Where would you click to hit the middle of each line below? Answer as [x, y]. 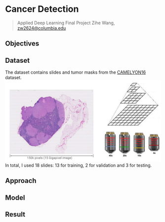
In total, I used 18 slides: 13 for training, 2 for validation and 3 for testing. [79, 165]
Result [15, 214]
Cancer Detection [42, 9]
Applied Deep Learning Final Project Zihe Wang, [66, 23]
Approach [21, 181]
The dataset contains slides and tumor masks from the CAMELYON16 [76, 72]
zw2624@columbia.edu [41, 28]
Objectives [22, 44]
